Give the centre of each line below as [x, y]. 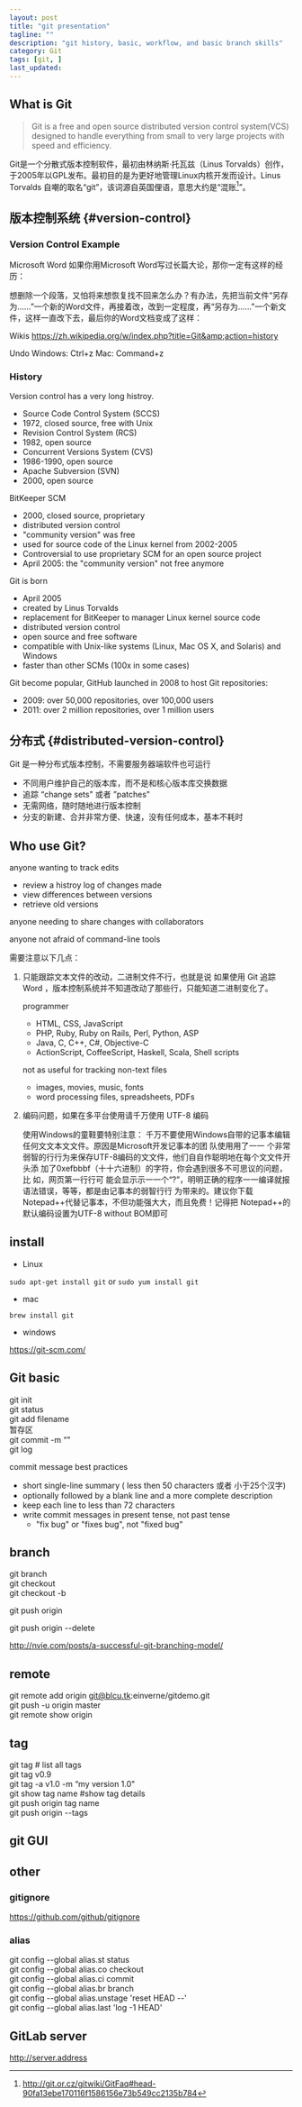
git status [27, 1409]
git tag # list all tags [46, 1765]
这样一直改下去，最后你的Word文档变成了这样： [114, 318]
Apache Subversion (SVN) [71, 471]
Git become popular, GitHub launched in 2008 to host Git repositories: [138, 683]
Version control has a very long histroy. [82, 397]
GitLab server [48, 2036]
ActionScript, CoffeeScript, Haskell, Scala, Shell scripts [138, 1052]
